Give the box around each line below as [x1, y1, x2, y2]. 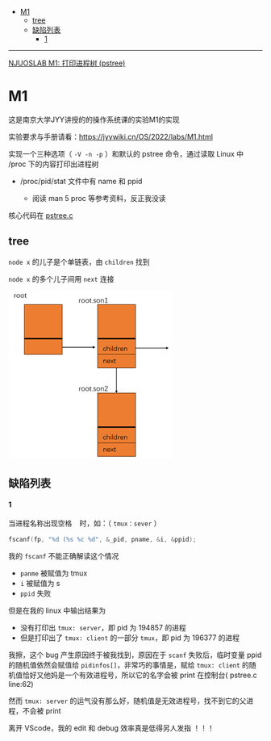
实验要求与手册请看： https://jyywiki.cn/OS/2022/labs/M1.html [8, 132, 214, 141]
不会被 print [22, 706, 62, 716]
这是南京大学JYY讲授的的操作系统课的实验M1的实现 [8, 115, 180, 124]
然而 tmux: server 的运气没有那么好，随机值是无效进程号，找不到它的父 [8, 696, 247, 705]
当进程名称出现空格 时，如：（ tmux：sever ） [8, 518, 161, 528]
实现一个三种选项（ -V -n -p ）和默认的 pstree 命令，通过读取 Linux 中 [8, 149, 244, 158]
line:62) [8, 680, 34, 689]
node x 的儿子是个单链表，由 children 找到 [8, 257, 151, 266]
